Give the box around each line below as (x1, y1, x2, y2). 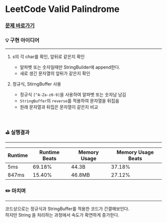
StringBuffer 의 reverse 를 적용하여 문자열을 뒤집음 (19, 98, 119, 104)
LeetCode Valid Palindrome (5, 3, 120, 15)
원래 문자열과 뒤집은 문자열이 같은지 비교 (19, 104, 98, 110)
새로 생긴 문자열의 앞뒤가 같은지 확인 (19, 71, 90, 77)
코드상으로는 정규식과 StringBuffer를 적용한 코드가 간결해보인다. (5, 206, 130, 212)
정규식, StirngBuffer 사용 (12, 81, 61, 87)
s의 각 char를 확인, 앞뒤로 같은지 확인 (12, 54, 85, 60)
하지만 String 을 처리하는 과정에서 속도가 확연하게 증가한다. (5, 212, 120, 218)
